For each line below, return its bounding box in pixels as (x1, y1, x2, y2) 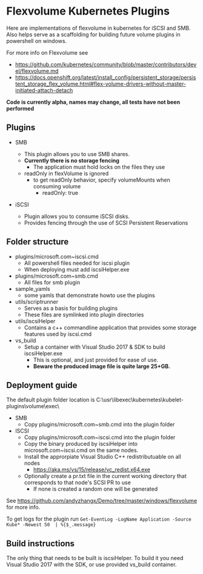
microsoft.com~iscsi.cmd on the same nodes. (24, 446, 139, 454)
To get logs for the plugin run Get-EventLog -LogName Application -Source (6, 515, 192, 523)
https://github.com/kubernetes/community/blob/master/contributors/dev (15, 61, 197, 68)
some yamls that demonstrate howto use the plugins (24, 292, 156, 299)
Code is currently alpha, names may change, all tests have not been (6, 98, 181, 106)
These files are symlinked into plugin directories (24, 311, 144, 318)
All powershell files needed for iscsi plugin (24, 259, 130, 267)
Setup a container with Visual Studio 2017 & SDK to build (24, 343, 165, 350)
